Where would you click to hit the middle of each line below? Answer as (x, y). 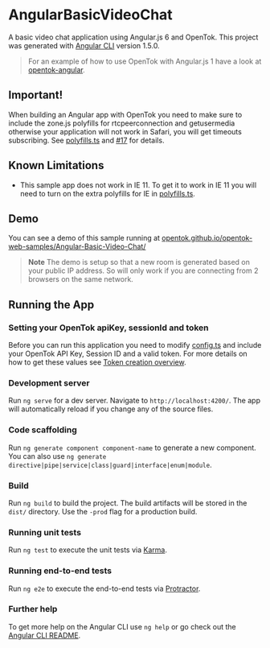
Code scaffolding (43, 430)
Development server (49, 382)
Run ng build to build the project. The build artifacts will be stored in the (128, 503)
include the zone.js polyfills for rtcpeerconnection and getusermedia (122, 123)
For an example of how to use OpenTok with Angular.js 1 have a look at (145, 61)
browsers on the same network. (81, 279)
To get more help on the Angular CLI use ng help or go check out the (122, 626)
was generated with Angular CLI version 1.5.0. (84, 45)
